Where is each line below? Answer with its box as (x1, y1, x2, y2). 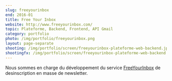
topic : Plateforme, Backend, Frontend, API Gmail (5, 27, 114, 32)
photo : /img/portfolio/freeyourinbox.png (5, 36, 95, 42)
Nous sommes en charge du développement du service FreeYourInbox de (5, 65, 161, 71)
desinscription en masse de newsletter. (5, 70, 88, 76)
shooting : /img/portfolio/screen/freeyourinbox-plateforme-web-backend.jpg (5, 46, 170, 51)
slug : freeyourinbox (5, 7, 50, 13)
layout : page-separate (5, 41, 54, 46)
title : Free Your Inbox (5, 17, 56, 22)
